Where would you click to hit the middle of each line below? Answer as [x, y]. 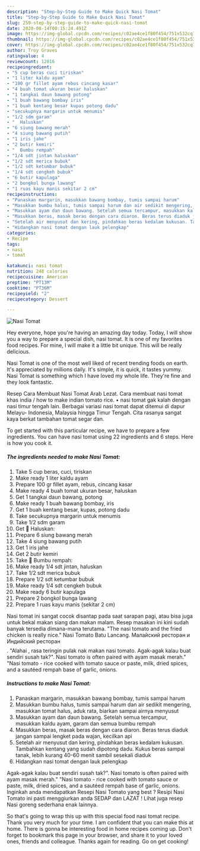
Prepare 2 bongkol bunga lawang [56, 598]
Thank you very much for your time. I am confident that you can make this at [100, 822]
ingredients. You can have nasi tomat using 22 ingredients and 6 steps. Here [100, 437]
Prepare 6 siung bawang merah [54, 535]
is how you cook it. [30, 443]
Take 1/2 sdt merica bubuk [48, 573]
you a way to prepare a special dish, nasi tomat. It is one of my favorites [95, 339]
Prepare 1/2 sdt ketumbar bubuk [55, 579]
